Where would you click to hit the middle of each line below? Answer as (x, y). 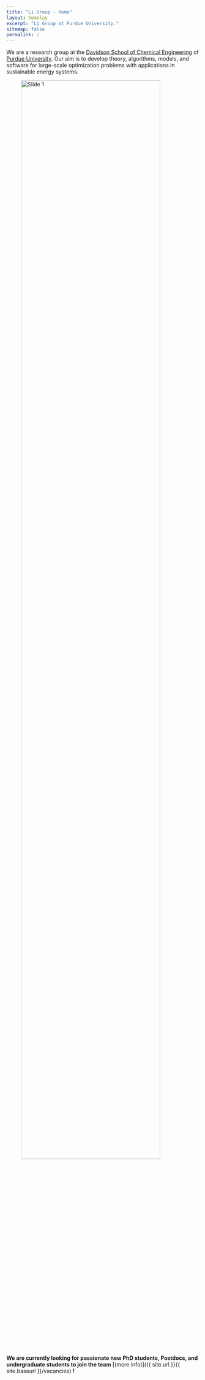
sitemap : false (26, 29)
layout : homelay (27, 18)
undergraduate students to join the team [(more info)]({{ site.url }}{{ (93, 1365)
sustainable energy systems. (43, 72)
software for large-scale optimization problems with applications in (91, 66)
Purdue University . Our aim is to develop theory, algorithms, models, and (98, 59)
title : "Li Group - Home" (39, 12)
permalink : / (23, 35)
